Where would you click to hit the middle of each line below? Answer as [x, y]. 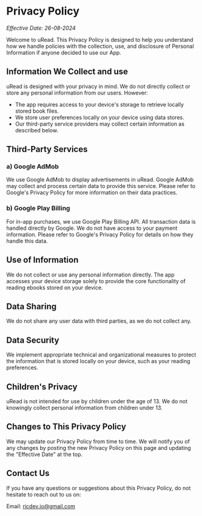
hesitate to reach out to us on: [44, 494]
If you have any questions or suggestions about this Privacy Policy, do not [99, 488]
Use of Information [42, 260]
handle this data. [27, 241]
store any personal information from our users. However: [77, 93]
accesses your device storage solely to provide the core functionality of [96, 281]
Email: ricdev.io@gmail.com [41, 506]
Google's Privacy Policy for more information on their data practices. [92, 193]
